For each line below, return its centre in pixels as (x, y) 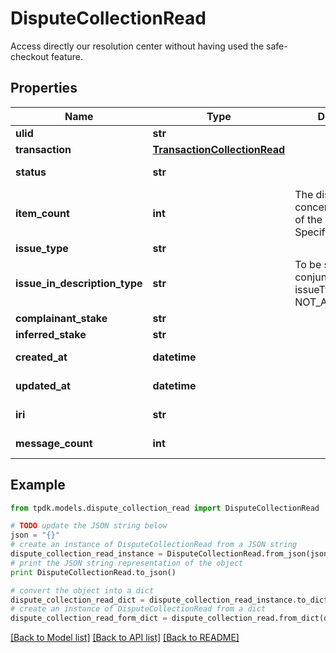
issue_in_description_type (79, 283)
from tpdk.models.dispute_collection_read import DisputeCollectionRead (165, 508)
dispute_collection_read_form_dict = (89, 618)
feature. (67, 56)
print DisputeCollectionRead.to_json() (93, 572)
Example (38, 485)
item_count (42, 213)
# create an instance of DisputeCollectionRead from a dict (138, 609)
